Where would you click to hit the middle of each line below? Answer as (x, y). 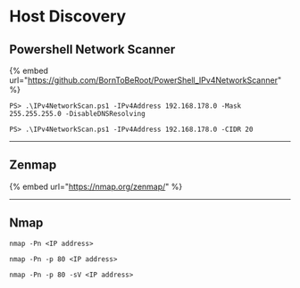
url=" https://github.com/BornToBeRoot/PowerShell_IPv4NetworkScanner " (146, 80)
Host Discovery (68, 16)
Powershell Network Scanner (92, 49)
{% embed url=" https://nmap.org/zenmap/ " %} (96, 186)
